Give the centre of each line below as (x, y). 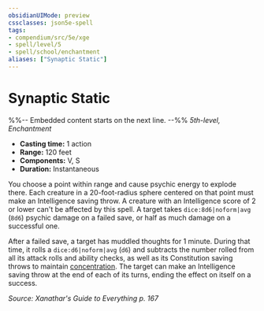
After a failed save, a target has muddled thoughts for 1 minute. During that (129, 241)
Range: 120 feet (46, 152)
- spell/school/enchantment (54, 52)
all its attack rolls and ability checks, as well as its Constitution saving (121, 257)
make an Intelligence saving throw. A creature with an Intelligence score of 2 (132, 201)
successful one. (34, 226)
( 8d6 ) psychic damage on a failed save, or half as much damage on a (119, 217)
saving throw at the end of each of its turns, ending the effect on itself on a (130, 274)
